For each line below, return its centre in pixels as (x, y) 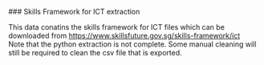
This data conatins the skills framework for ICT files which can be (116, 27)
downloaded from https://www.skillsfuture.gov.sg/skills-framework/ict (124, 36)
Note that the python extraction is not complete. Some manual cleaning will (132, 44)
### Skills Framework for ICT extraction (74, 12)
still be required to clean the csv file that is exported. (95, 53)
